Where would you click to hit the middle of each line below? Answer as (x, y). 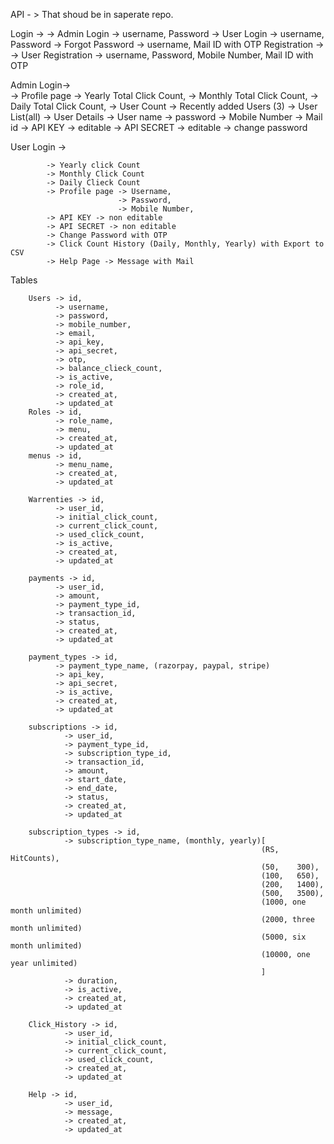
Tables (24, 280)
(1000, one (283, 902)
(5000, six (283, 937)
